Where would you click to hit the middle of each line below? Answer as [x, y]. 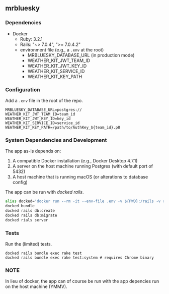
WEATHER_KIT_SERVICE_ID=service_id [43, 123]
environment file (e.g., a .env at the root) [62, 49]
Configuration [23, 89]
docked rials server [27, 220]
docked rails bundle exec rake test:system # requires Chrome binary [80, 257]
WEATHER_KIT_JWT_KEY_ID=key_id [38, 119]
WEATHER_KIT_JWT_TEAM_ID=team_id [40, 114]
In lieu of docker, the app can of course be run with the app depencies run [82, 281]
